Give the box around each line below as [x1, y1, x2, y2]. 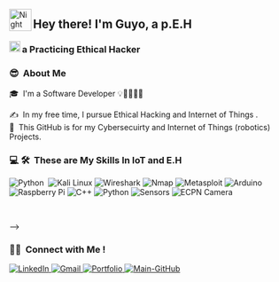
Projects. [9, 131, 42, 142]
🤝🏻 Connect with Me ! [9, 243, 106, 255]
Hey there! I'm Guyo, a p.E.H [33, 17, 192, 32]
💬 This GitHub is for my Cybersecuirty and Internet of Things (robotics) [9, 121, 271, 132]
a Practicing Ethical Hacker [21, 43, 141, 56]
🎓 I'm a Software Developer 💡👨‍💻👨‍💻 [9, 88, 144, 98]
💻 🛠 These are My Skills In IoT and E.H [9, 153, 182, 166]
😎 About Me [9, 67, 66, 80]
